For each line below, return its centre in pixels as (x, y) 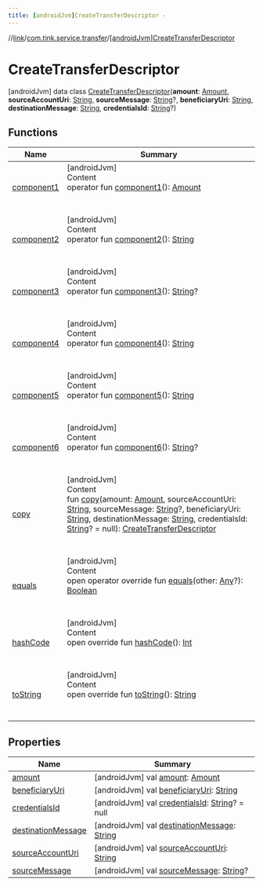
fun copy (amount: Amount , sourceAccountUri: (151, 499)
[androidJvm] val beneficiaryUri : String (166, 790)
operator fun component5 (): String (130, 396)
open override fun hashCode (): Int (129, 643)
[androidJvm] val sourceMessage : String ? (171, 870)
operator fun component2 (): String (130, 239)
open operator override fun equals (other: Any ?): (155, 581)
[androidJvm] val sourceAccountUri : (161, 848)
